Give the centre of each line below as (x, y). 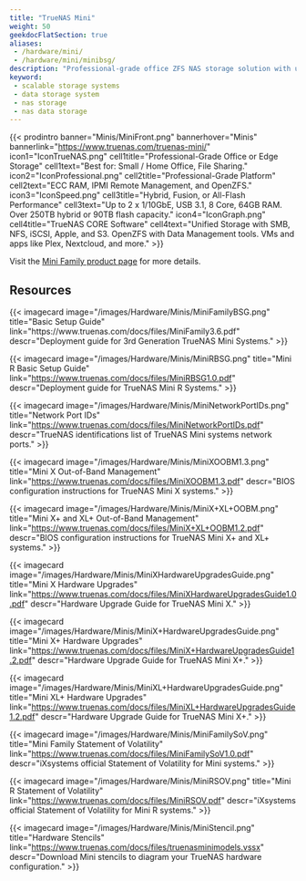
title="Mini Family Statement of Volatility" (87, 744)
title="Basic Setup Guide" (57, 322)
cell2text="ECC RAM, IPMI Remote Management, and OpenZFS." (131, 186)
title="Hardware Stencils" (57, 838)
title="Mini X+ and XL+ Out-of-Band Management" (104, 518)
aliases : (26, 43)
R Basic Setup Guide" (50, 368)
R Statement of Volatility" (56, 791)
